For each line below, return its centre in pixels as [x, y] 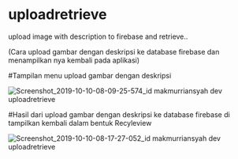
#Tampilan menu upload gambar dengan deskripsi [90, 75]
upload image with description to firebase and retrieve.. [98, 36]
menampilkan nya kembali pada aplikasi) [74, 60]
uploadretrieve [58, 15]
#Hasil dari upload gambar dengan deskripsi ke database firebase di [119, 114]
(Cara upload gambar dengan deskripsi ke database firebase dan [114, 51]
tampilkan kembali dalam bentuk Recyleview [80, 123]
